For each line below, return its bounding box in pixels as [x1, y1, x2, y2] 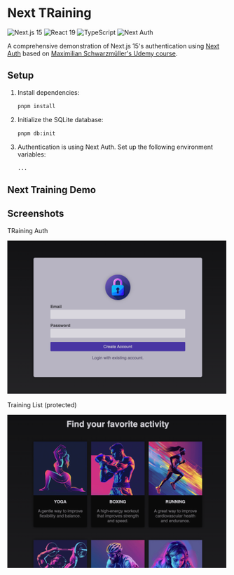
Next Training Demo [7, 184, 97, 196]
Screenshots [7, 208, 64, 220]
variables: [17, 150, 46, 159]
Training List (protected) [7, 400, 77, 409]
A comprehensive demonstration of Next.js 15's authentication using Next [7, 41, 219, 50]
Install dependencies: [17, 88, 80, 96]
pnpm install [17, 103, 56, 110]
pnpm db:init [17, 130, 56, 137]
